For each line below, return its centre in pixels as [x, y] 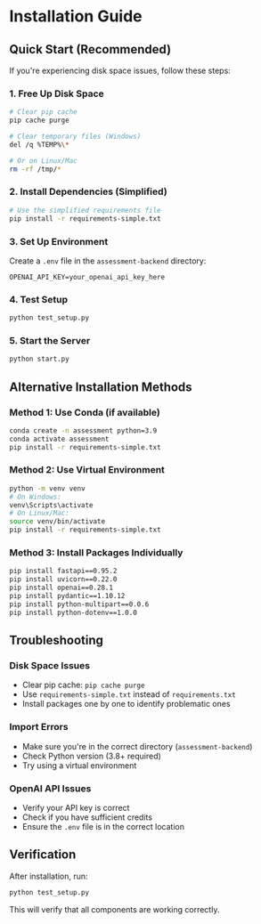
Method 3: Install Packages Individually [96, 553]
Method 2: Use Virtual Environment [87, 470]
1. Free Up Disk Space [57, 93]
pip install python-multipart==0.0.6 [79, 604]
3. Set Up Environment [59, 241]
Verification [43, 855]
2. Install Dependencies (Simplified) [88, 191]
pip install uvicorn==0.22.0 [63, 580]
